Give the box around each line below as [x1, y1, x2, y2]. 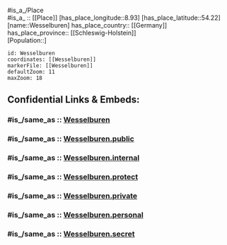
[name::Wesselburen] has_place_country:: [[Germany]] [7, 21, 168, 29]
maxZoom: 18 [7, 74, 42, 81]
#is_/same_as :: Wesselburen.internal [7, 153, 140, 163]
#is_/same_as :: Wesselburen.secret [7, 229, 135, 239]
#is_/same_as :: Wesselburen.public [7, 134, 134, 144]
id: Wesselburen [7, 50, 55, 57]
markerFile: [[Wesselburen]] [7, 62, 93, 69]
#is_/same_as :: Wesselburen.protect [7, 172, 139, 182]
